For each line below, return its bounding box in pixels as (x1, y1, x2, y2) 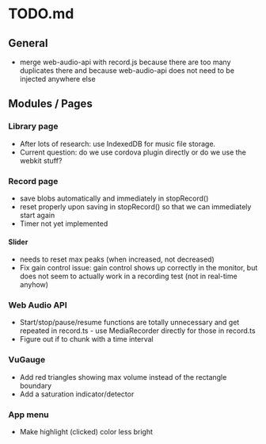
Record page (8, 175, 59, 186)
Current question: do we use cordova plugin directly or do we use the (19, 147, 247, 157)
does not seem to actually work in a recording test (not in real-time (19, 271, 237, 281)
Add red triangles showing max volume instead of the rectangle (19, 372, 227, 381)
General (8, 36, 49, 50)
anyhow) (19, 280, 49, 289)
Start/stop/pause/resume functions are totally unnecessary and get (19, 318, 240, 327)
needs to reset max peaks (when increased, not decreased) (19, 255, 215, 264)
